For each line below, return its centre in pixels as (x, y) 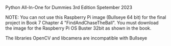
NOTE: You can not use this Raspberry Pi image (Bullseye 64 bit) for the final (86, 17)
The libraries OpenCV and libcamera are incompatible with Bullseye (76, 38)
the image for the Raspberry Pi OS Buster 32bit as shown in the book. (78, 28)
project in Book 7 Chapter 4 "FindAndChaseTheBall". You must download (82, 23)
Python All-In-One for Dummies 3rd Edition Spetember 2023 (69, 7)
